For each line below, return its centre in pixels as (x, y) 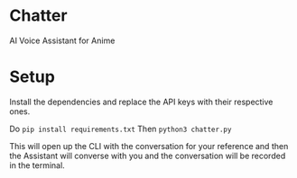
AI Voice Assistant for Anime (62, 40)
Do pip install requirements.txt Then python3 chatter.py (121, 129)
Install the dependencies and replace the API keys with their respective (141, 102)
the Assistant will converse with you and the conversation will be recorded (148, 156)
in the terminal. (37, 165)
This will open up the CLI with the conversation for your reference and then (149, 146)
